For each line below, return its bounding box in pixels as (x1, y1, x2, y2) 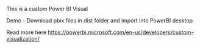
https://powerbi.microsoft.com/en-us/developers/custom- (48, 29, 194, 36)
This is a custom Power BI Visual (6, 5, 88, 12)
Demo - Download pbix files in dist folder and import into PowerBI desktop (6, 17, 193, 24)
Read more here (6, 29, 47, 36)
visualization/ (6, 35, 40, 42)
